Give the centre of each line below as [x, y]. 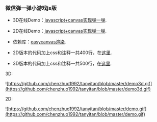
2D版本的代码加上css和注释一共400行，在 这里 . [62, 53]
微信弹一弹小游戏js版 [31, 8]
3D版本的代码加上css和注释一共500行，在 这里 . [62, 64]
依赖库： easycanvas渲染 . [39, 42]
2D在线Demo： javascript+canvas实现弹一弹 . [60, 31]
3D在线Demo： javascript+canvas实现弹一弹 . [60, 20]
